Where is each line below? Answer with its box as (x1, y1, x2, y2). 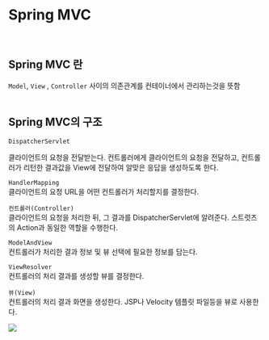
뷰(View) (8, 288, 36, 296)
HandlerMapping (8, 178, 60, 187)
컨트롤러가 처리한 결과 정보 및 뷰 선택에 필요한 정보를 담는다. (8, 246, 198, 256)
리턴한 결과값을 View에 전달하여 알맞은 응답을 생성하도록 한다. (23, 162, 219, 172)
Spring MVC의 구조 (8, 115, 103, 129)
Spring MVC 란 (8, 58, 83, 72)
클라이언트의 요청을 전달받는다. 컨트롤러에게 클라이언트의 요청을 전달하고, (8, 152, 240, 162)
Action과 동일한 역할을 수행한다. (16, 222, 119, 232)
